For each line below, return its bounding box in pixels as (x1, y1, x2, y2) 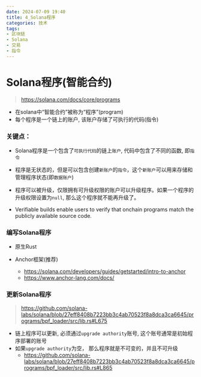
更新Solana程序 (6, 291, 52, 299)
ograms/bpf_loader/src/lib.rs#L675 (20, 317, 108, 324)
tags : (6, 25, 20, 32)
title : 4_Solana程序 (6, 14, 56, 20)
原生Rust (14, 243, 37, 250)
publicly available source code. (14, 212, 92, 219)
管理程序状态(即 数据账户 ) (14, 173, 74, 181)
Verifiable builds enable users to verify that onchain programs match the (14, 205, 194, 213)
